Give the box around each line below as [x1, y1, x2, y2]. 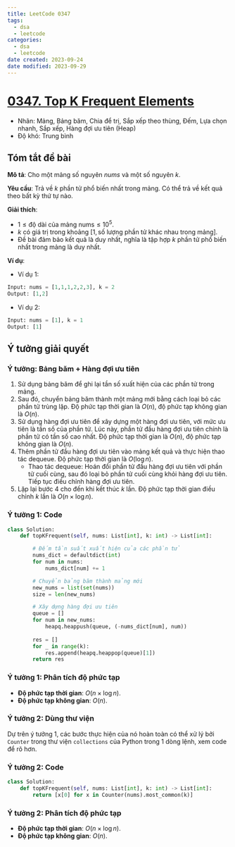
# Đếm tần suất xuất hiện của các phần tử [32, 545, 181, 552]
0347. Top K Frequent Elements [7, 93, 195, 109]
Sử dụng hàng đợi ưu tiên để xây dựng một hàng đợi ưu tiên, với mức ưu [17, 418, 227, 426]
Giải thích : [7, 205, 38, 214]
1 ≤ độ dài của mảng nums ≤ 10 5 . [17, 219, 115, 229]
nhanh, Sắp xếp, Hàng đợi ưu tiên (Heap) [17, 124, 136, 133]
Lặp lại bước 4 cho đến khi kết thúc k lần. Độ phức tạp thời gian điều [17, 485, 216, 494]
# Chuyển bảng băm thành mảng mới [32, 578, 143, 585]
